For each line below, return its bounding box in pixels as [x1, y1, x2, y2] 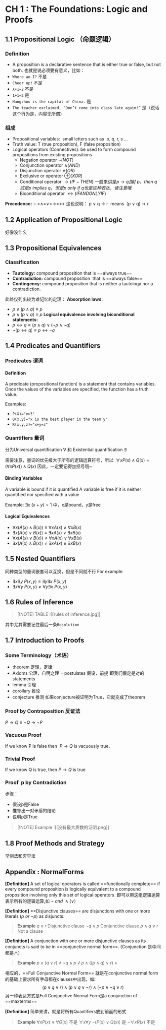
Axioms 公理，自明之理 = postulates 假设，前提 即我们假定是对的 [12, 670, 144, 676]
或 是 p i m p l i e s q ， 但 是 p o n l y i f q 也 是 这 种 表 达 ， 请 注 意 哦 [19, 185, 132, 191]
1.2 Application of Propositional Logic [5, 215, 123, 224]
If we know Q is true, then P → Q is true [5, 767, 85, 772]
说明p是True [12, 814, 38, 820]
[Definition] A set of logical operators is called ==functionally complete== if [5, 881, 161, 887]
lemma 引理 [12, 682, 36, 688]
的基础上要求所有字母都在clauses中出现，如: [5, 976, 96, 982]
